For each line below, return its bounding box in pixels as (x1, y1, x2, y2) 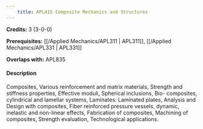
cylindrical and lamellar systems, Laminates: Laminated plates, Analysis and (6, 96, 196, 103)
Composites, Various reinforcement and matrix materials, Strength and (6, 83, 183, 90)
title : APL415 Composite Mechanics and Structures (17, 9, 148, 15)
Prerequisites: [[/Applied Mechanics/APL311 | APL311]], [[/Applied (6, 37, 172, 44)
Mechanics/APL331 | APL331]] (6, 44, 82, 51)
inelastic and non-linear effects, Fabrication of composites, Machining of (6, 109, 188, 116)
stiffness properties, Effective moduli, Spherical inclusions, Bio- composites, (6, 89, 198, 97)
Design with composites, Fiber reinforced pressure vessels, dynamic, (6, 102, 179, 110)
